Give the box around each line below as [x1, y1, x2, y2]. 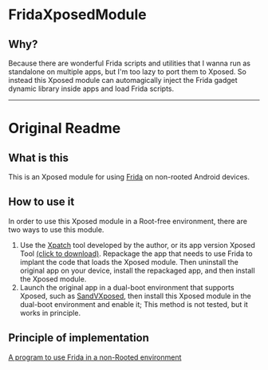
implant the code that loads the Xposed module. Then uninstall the [19, 257, 239, 266]
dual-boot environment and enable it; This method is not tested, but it [19, 299, 249, 309]
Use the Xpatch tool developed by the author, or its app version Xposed [19, 240, 255, 250]
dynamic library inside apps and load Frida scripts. [8, 84, 175, 93]
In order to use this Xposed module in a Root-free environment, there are [8, 216, 247, 226]
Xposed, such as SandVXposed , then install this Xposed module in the [19, 291, 251, 301]
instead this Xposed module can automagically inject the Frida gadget [8, 76, 238, 85]
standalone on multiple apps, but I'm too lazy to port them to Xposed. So [8, 67, 247, 77]
